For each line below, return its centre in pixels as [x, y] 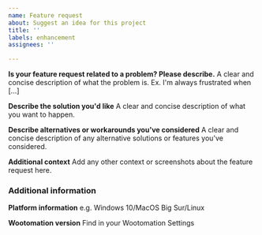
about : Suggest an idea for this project [77, 23]
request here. [30, 170]
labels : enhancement [42, 37]
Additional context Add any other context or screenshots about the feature [131, 162]
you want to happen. [41, 114]
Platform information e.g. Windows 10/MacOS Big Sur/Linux [107, 208]
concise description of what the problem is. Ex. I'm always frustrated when [130, 83]
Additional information [52, 191]
